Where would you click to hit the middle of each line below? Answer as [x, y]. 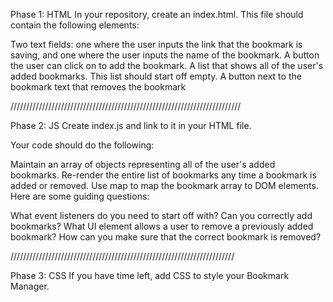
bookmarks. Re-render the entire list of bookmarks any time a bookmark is [163, 175]
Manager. [30, 286]
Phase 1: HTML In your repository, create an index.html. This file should [157, 14]
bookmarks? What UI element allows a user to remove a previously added [162, 226]
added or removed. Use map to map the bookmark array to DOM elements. [164, 185]
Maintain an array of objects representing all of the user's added [143, 164]
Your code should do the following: [82, 145]
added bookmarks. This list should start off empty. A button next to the [156, 76]
